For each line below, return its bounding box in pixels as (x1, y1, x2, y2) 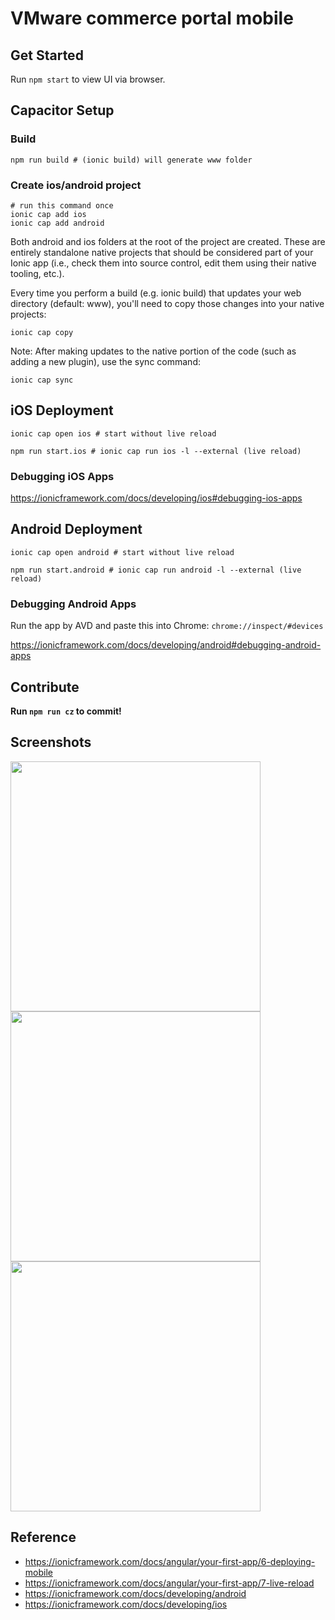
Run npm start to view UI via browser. (10, 73, 166, 85)
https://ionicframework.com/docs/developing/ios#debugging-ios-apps (10, 492, 303, 504)
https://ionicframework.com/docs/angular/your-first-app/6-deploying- (24, 1555, 316, 1567)
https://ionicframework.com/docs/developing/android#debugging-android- (10, 639, 322, 651)
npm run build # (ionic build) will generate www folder (10, 155, 253, 165)
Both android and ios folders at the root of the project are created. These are (10, 235, 326, 247)
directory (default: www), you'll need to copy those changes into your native (10, 297, 325, 309)
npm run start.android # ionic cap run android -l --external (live (10, 565, 302, 575)
